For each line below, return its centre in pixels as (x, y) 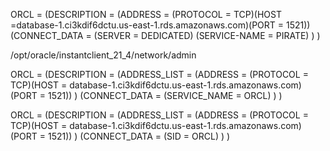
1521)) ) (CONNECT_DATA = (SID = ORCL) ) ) (139, 136)
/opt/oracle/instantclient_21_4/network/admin (103, 55)
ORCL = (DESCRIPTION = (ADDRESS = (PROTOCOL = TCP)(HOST (146, 14)
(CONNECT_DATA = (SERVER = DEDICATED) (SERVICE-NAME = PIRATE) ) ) (165, 35)
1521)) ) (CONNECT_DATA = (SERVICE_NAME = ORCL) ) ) (165, 95)
